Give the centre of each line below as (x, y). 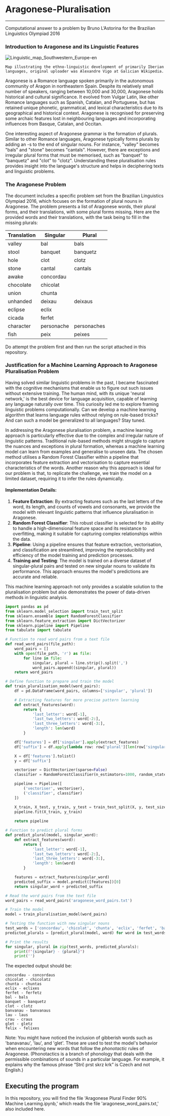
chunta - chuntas (24, 984)
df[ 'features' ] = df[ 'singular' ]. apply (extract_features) (77, 742)
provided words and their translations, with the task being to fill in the (77, 217)
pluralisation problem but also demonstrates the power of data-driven (78, 592)
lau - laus (17, 1015)
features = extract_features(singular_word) (62, 877)
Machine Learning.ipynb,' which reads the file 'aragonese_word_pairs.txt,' (82, 1104)
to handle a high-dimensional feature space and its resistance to (79, 529)
